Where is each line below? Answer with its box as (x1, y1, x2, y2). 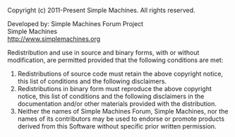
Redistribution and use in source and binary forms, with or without (7, 49, 200, 56)
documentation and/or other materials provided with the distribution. (17, 100, 217, 108)
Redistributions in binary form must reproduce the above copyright (17, 85, 212, 93)
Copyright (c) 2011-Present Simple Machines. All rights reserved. (7, 6, 195, 14)
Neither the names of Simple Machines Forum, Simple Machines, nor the (17, 107, 229, 115)
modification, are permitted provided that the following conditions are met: (7, 56, 224, 64)
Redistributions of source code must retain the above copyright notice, (17, 70, 224, 78)
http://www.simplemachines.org (7, 35, 101, 43)
